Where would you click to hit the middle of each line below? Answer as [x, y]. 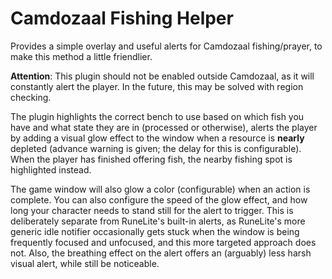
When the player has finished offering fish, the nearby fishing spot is [151, 159]
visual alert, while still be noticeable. [85, 263]
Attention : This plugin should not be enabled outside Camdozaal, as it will [162, 76]
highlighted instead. [51, 169]
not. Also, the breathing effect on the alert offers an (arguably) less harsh [161, 253]
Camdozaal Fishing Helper [122, 18]
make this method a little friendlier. [81, 56]
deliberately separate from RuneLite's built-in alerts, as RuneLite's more [158, 221]
